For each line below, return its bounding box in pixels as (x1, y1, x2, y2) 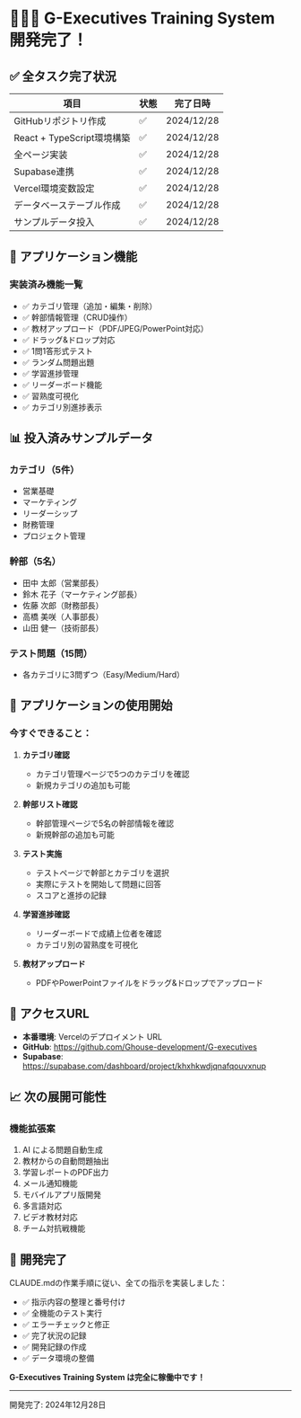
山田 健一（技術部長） (21, 622, 104, 633)
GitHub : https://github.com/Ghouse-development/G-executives (21, 1041, 258, 1052)
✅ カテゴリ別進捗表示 (21, 402, 103, 412)
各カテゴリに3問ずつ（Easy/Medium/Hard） (21, 669, 185, 679)
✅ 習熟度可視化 (21, 390, 79, 401)
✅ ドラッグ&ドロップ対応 (21, 334, 116, 345)
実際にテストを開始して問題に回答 (35, 878, 162, 889)
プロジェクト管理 (21, 530, 86, 542)
